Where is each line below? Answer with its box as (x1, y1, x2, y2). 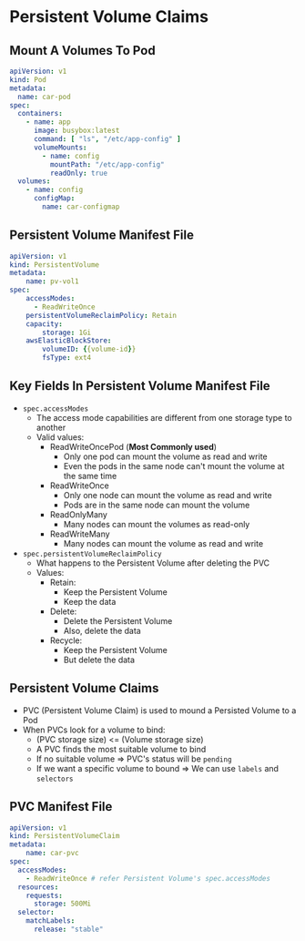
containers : (17, 109, 64, 118)
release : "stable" (33, 925, 104, 934)
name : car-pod (17, 92, 71, 101)
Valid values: (36, 431, 85, 443)
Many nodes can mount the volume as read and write (63, 537, 264, 548)
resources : (17, 882, 59, 892)
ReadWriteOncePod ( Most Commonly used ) (49, 441, 217, 452)
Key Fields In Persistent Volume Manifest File (9, 378, 270, 394)
